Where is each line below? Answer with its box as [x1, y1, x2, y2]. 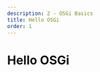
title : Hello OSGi [7, 16, 60, 23]
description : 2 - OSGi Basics [7, 10, 94, 17]
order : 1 [7, 23, 32, 29]
